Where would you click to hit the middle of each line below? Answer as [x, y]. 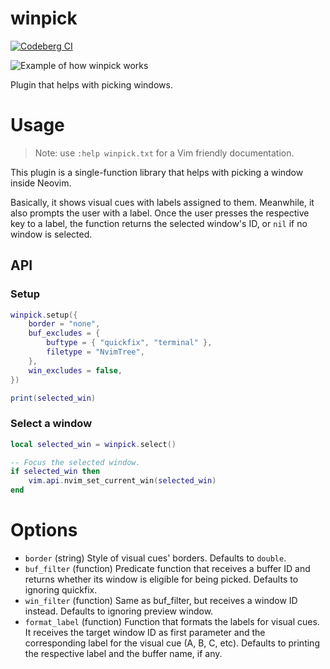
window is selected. [51, 234]
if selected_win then [55, 472]
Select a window [51, 424]
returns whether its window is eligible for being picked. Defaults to [161, 579]
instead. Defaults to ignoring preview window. [119, 611]
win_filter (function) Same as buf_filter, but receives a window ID [161, 601]
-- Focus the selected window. [75, 462]
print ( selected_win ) [53, 398]
